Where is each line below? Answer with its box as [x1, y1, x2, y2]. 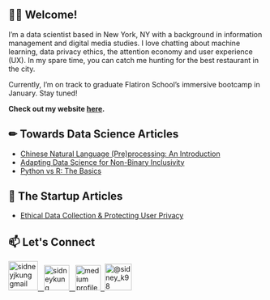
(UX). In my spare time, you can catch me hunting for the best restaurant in [8, 55, 259, 65]
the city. [8, 64, 36, 74]
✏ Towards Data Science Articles [8, 127, 179, 142]
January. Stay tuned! [8, 88, 78, 98]
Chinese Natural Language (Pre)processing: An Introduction [19, 149, 221, 158]
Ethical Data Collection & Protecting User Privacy [19, 211, 184, 221]
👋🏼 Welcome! [8, 8, 78, 22]
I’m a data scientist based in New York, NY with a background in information [8, 29, 263, 39]
